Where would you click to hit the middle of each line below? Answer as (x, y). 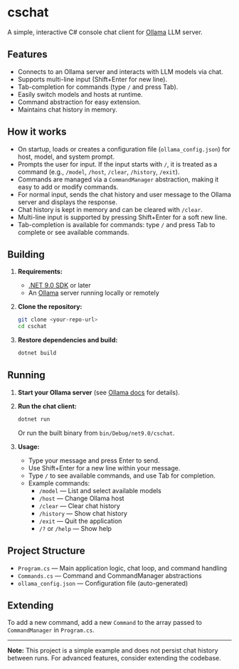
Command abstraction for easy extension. (79, 102)
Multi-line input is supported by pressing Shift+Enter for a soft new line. (122, 217)
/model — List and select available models (100, 490)
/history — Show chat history (83, 513)
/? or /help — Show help (75, 528)
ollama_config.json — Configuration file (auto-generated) (103, 583)
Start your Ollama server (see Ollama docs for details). (99, 392)
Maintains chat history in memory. (67, 109)
